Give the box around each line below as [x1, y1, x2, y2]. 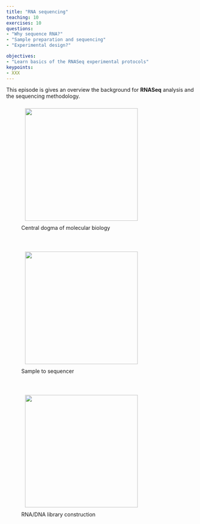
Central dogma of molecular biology [21, 224, 111, 232]
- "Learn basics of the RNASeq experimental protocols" [6, 58, 149, 65]
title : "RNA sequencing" [6, 8, 68, 15]
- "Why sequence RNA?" [6, 31, 63, 37]
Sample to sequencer [21, 367, 74, 375]
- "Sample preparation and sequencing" [6, 37, 106, 43]
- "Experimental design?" [6, 43, 71, 49]
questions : [6, 25, 34, 32]
